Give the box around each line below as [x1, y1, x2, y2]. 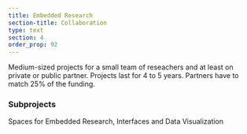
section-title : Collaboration [8, 19, 108, 27]
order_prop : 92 [8, 41, 58, 49]
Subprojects [8, 99, 57, 110]
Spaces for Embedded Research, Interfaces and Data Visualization [8, 117, 224, 126]
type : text [8, 26, 44, 34]
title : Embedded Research [8, 11, 93, 20]
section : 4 [8, 33, 44, 42]
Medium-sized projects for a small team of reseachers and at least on [8, 62, 234, 72]
